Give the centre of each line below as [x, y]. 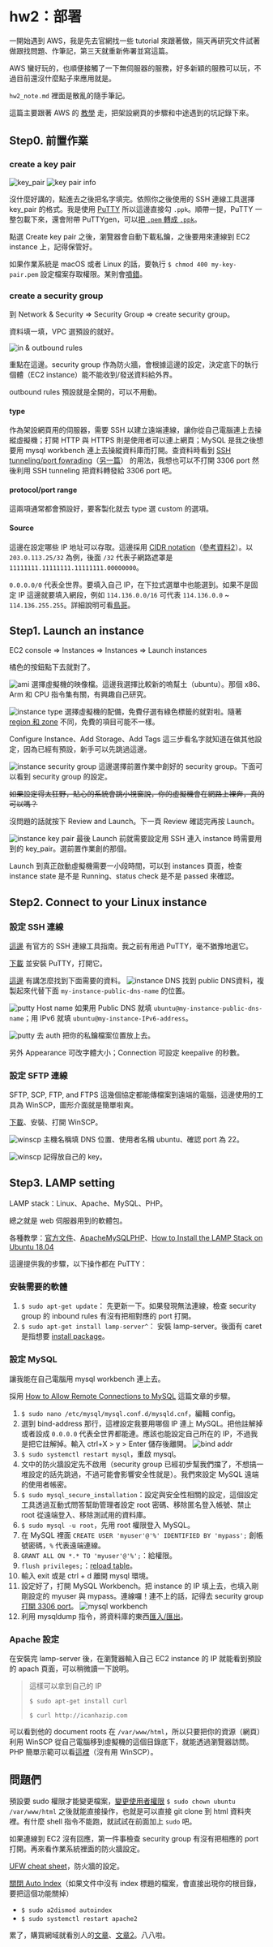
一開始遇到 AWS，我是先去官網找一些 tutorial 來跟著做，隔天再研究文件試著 [135, 41]
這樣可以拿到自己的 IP [65, 1686]
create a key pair [43, 165]
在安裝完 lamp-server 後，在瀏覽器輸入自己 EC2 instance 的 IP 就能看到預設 [136, 1659]
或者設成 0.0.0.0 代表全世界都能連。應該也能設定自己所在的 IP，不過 [136, 1433]
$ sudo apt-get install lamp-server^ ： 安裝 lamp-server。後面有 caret [141, 1326]
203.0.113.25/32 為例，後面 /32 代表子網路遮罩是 [91, 557]
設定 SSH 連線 [36, 926]
